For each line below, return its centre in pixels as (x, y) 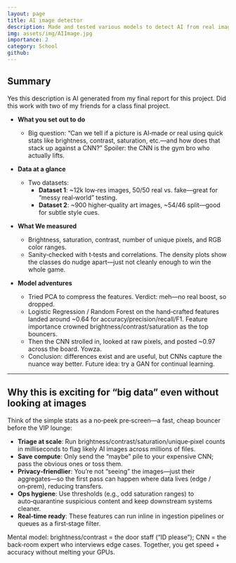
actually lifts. (46, 155)
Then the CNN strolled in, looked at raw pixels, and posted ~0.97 (122, 341)
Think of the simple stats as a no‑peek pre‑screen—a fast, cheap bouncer (114, 420)
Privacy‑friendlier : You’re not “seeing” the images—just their (106, 471)
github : (19, 53)
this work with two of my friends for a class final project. (89, 105)
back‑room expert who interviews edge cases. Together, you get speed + (113, 544)
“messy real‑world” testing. (78, 197)
